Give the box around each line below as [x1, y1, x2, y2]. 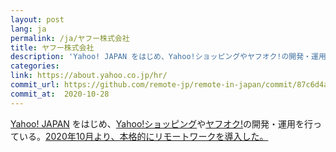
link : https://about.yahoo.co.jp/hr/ [10, 71, 168, 81]
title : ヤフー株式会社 [10, 42, 95, 53]
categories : [10, 61, 60, 71]
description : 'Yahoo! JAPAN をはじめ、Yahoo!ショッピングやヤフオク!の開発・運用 [10, 52, 327, 62]
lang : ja [10, 24, 47, 34]
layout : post [10, 14, 65, 25]
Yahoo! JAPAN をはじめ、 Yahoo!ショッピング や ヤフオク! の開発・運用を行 [10, 117, 314, 130]
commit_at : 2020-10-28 [10, 89, 110, 99]
